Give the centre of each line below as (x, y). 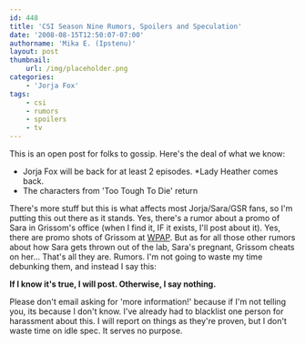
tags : (20, 94)
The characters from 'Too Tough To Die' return (110, 191)
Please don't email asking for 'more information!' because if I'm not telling (148, 302)
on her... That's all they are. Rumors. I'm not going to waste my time (136, 257)
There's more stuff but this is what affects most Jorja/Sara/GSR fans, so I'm (151, 208)
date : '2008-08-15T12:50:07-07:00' (77, 35)
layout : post (34, 52)
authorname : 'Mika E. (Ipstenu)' (73, 43)
